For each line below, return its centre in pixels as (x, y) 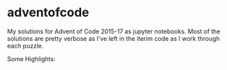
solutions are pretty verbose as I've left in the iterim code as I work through (113, 38)
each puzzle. (25, 46)
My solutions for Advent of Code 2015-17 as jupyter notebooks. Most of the (114, 31)
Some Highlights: (31, 58)
